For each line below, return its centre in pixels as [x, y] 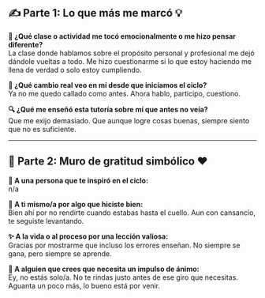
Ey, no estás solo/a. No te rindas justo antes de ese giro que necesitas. [123, 277]
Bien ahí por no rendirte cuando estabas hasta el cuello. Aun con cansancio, [132, 213]
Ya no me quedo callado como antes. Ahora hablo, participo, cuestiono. [124, 93]
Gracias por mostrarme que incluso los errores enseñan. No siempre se [124, 245]
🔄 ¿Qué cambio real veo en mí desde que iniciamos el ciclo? [108, 85]
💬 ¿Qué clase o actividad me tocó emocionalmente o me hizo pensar [122, 36]
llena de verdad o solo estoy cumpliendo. [75, 70]
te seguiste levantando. [46, 221]
